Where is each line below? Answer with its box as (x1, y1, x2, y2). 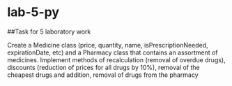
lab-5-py (7, 4, 60, 20)
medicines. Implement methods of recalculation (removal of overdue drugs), (7, 55, 226, 64)
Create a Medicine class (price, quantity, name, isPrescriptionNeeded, (7, 41, 208, 49)
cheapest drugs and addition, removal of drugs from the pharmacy (7, 71, 199, 79)
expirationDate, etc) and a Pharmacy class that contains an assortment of (7, 48, 218, 57)
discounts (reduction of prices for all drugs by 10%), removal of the (7, 63, 200, 71)
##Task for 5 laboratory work (7, 27, 91, 36)
